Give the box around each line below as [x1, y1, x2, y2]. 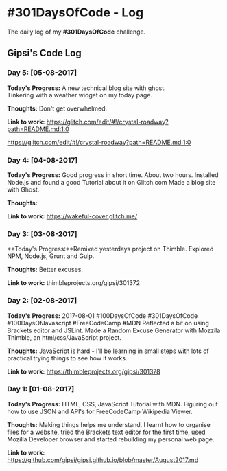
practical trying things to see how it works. [7, 354, 128, 362]
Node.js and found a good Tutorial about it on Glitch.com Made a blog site [7, 178, 216, 186]
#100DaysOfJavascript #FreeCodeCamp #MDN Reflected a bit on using [7, 319, 209, 327]
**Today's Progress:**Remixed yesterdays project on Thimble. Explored [7, 245, 214, 253]
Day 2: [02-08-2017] [7, 296, 77, 306]
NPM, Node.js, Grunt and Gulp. [7, 252, 95, 260]
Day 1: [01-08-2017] [7, 384, 75, 394]
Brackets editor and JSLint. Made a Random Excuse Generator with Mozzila [7, 326, 221, 334]
